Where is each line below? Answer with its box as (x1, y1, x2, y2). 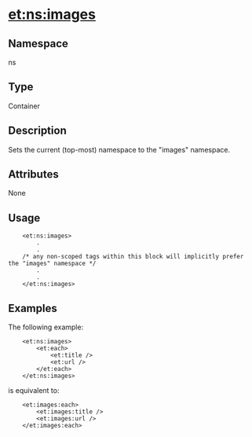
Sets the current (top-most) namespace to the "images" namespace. (8, 145, 230, 154)
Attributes (8, 167, 59, 182)
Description (8, 124, 67, 138)
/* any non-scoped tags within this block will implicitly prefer (22, 253, 244, 261)
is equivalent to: (8, 386, 60, 395)
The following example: (8, 322, 84, 332)
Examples (8, 301, 57, 315)
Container (8, 101, 41, 111)
